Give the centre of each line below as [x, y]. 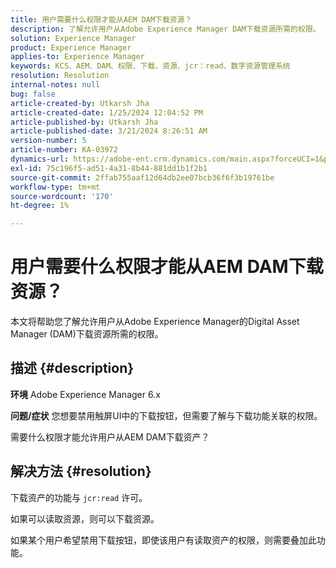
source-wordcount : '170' [62, 196]
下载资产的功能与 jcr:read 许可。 [79, 497]
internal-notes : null [55, 85]
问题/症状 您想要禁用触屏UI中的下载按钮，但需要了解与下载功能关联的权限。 [166, 415]
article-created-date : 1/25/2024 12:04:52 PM [106, 112]
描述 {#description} [72, 368]
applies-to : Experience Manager [77, 57]
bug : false [33, 94]
